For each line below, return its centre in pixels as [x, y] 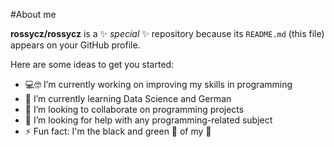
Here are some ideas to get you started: [92, 64]
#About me [33, 14]
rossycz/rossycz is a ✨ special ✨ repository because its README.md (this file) [167, 33]
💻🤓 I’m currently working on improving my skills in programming [158, 84]
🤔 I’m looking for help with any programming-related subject [148, 120]
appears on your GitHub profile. [75, 45]
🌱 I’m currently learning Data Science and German [128, 98]
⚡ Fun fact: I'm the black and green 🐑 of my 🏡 [118, 131]
